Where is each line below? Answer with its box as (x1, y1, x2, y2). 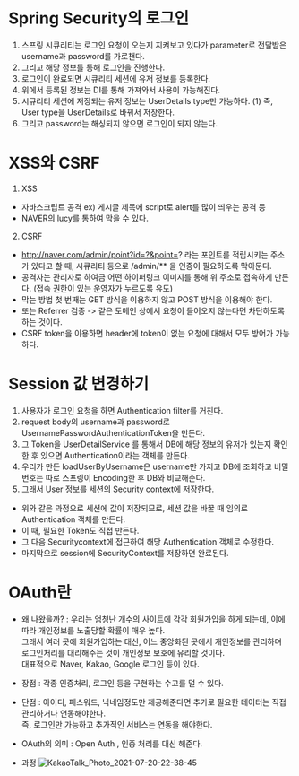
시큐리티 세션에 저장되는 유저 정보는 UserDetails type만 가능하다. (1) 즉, (21, 95, 274, 106)
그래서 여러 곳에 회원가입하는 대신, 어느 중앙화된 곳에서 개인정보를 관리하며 (21, 636, 283, 647)
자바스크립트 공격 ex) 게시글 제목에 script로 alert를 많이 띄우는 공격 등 (21, 201, 266, 212)
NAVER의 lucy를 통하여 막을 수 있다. (21, 213, 149, 223)
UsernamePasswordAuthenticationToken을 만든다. (21, 427, 206, 438)
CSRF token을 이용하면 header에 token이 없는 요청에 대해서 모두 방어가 (21, 327, 274, 338)
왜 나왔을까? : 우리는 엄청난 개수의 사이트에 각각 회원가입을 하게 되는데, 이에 (21, 614, 286, 624)
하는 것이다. (21, 316, 64, 327)
